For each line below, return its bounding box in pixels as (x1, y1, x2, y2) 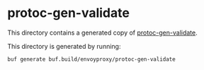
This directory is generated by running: (7, 42, 121, 50)
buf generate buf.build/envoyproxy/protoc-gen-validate (7, 55, 176, 63)
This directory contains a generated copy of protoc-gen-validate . (7, 28, 198, 37)
